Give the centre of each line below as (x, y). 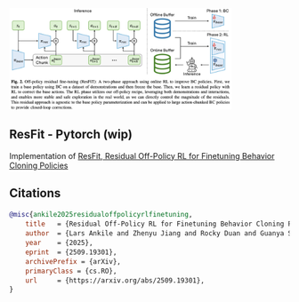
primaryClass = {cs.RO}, (71, 271)
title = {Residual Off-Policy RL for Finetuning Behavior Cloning (155, 224)
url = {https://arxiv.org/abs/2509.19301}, (115, 280)
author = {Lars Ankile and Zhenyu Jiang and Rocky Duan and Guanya (155, 234)
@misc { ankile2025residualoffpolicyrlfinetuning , (101, 215)
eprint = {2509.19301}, (71, 252)
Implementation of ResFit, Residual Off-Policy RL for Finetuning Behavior (142, 155)
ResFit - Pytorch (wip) (71, 135)
